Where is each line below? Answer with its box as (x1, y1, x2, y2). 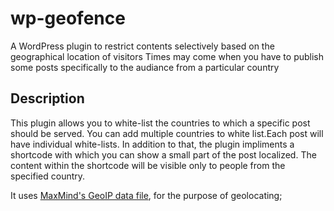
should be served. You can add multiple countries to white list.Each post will (10, 127, 324, 139)
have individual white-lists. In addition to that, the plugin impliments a (10, 138, 295, 150)
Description (10, 90, 85, 107)
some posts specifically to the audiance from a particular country (10, 61, 280, 73)
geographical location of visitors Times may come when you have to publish (10, 50, 325, 62)
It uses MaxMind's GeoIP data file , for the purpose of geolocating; (10, 189, 283, 201)
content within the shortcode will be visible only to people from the (10, 159, 286, 171)
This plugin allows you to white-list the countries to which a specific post (10, 117, 311, 129)
